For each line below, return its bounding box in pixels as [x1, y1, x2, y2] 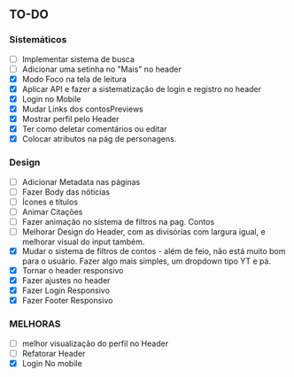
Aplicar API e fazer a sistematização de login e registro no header [21, 83, 262, 94]
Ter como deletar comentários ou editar [21, 124, 167, 135]
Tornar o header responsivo [21, 265, 124, 275]
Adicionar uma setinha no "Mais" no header [21, 64, 182, 74]
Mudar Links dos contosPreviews [21, 104, 144, 114]
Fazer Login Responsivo [21, 285, 111, 296]
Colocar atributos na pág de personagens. [21, 134, 177, 144]
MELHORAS [9, 318, 61, 330]
